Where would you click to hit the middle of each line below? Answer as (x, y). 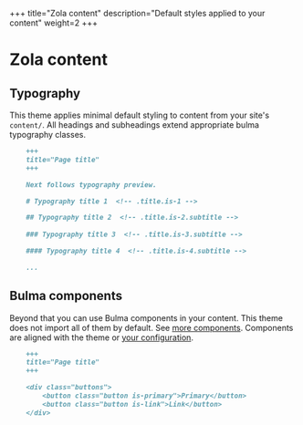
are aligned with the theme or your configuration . (102, 337)
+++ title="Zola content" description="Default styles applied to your (137, 13)
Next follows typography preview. (91, 185)
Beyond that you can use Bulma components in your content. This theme (146, 317)
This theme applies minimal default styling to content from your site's (140, 115)
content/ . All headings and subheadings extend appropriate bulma (135, 125)
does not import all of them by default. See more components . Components (151, 327)
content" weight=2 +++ (54, 23)
